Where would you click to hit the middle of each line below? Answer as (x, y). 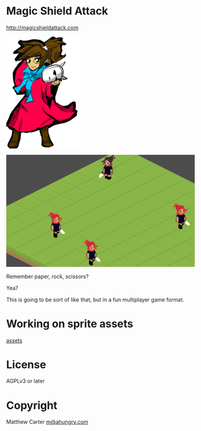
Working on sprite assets (70, 323)
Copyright (32, 405)
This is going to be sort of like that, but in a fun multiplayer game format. (95, 299)
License (26, 364)
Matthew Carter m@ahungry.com (47, 422)
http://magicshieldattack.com (42, 28)
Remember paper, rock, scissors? (48, 276)
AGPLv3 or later (25, 381)
